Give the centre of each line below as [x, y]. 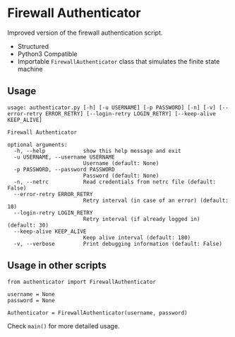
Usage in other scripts [57, 266]
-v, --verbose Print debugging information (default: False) [118, 244]
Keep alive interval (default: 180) [137, 238]
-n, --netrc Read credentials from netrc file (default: [115, 182]
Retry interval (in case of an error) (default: [156, 200]
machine [30, 69]
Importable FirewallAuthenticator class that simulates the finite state [119, 61]
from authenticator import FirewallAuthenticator [82, 282]
